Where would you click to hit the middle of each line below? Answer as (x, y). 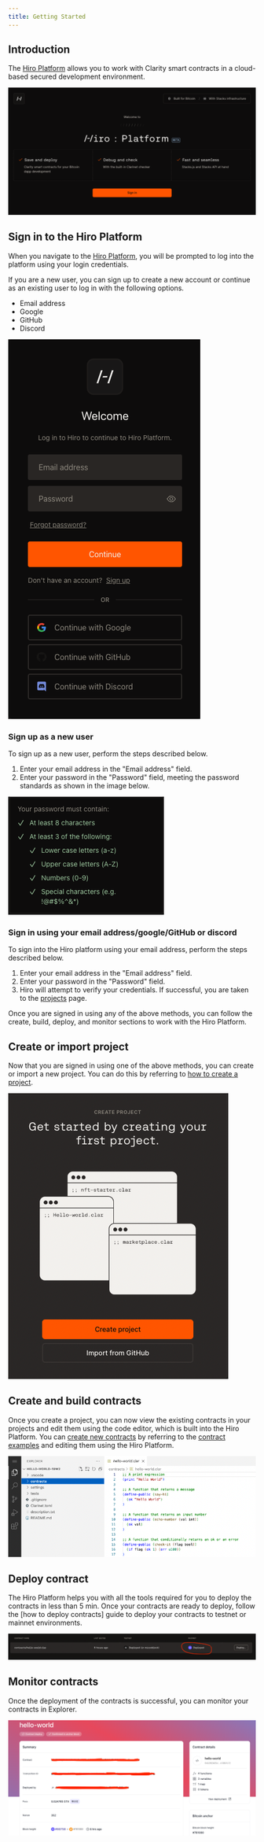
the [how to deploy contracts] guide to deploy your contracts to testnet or (127, 1615)
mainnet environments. (45, 1623)
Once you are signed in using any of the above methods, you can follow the (130, 1013)
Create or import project (68, 1047)
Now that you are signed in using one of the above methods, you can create (131, 1065)
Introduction (39, 50)
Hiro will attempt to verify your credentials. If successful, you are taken (134, 990)
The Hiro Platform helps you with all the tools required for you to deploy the (130, 1598)
